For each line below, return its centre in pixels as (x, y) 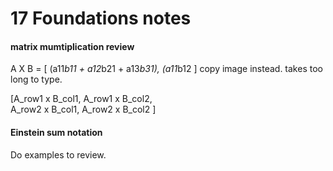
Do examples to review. (58, 154)
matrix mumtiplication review (72, 46)
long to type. (36, 79)
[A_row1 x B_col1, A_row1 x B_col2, (81, 99)
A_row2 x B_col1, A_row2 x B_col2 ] (83, 109)
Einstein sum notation (56, 132)
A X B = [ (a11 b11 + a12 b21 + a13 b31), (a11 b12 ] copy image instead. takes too (166, 69)
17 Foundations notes (101, 18)
